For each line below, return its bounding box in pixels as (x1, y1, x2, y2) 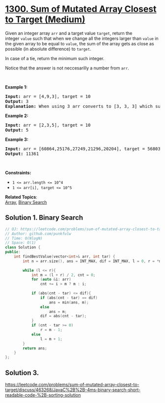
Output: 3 (5, 99, 28, 104)
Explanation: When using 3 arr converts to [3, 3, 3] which (5, 103, 153, 109)
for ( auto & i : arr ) (31, 277, 71, 282)
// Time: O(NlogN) (5, 235, 43, 241)
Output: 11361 (5, 151, 39, 156)
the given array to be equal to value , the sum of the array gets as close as (5, 40, 154, 46)
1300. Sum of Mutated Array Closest (5, 3, 157, 15)
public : (5, 250, 21, 255)
